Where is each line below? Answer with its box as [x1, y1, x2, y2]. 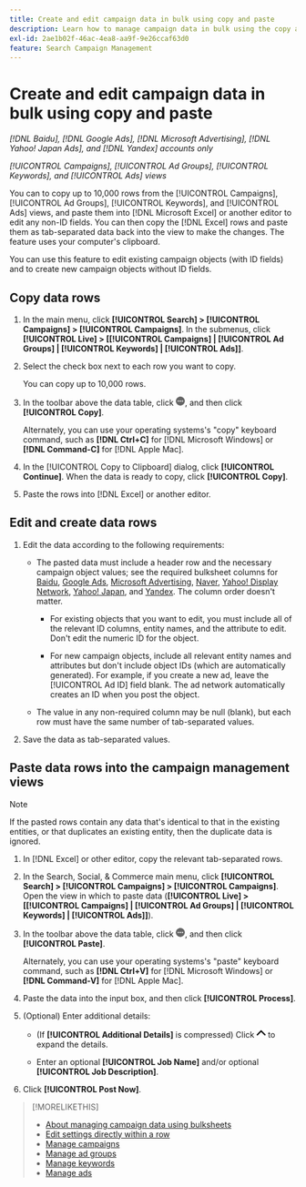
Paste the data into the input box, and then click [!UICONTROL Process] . [22, 992, 296, 1003]
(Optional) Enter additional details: [22, 1010, 151, 1021]
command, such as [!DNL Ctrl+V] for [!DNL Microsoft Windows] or [22, 965, 273, 976]
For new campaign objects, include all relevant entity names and [49, 650, 291, 661]
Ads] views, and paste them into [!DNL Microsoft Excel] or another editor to [9, 208, 292, 218]
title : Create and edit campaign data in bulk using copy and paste [9, 15, 275, 24]
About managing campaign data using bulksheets [45, 1119, 232, 1130]
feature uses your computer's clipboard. [9, 237, 161, 248]
